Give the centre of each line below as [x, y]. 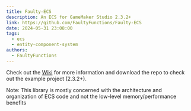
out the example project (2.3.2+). [47, 79]
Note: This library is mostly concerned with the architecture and [84, 90]
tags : [13, 34]
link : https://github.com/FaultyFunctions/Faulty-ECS [74, 22]
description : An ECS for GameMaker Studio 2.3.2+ [69, 17]
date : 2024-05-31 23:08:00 [39, 28]
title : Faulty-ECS [29, 12]
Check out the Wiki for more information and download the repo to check [95, 72]
